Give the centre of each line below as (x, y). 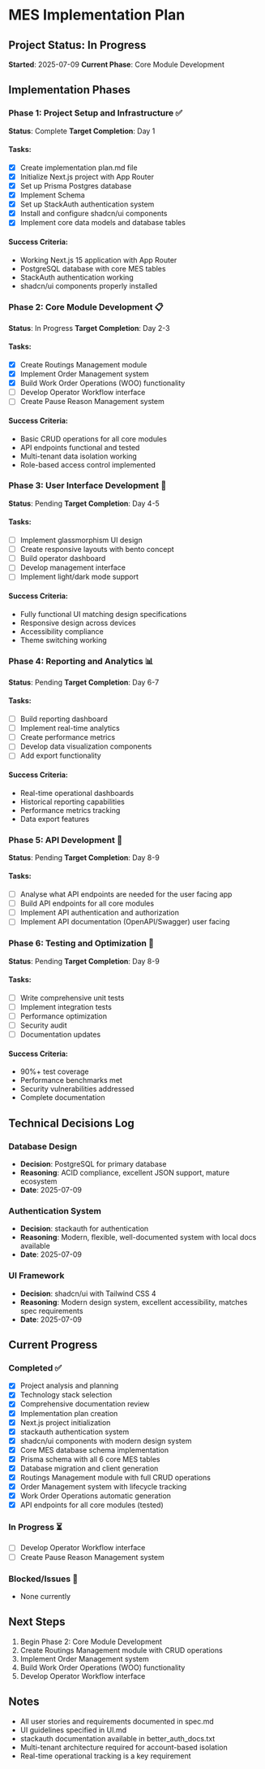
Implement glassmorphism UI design (81, 540)
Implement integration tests (66, 1006)
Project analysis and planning (69, 1386)
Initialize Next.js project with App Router (87, 176)
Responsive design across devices (78, 623)
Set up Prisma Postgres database (76, 186)
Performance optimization (64, 1016)
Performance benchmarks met (71, 1080)
